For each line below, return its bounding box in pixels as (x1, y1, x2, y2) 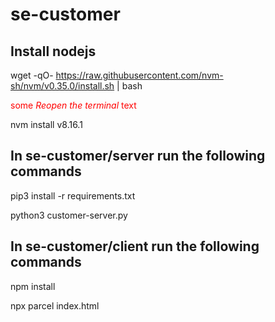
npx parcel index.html (10, 299, 100, 312)
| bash (116, 80, 143, 92)
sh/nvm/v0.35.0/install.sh (10, 80, 115, 92)
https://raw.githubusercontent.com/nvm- (55, 69, 224, 81)
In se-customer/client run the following (10, 238, 260, 255)
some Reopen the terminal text (10, 99, 137, 111)
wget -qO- (10, 69, 54, 81)
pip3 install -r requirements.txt (10, 189, 136, 202)
